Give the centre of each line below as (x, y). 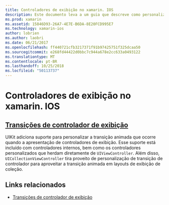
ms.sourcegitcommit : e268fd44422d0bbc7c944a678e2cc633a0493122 (73, 52)
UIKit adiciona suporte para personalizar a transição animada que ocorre (80, 137)
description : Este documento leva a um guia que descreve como (73, 15)
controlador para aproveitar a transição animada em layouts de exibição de (83, 164)
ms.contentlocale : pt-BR (31, 61)
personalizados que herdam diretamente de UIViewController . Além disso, (82, 153)
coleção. (14, 169)
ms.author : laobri (24, 38)
